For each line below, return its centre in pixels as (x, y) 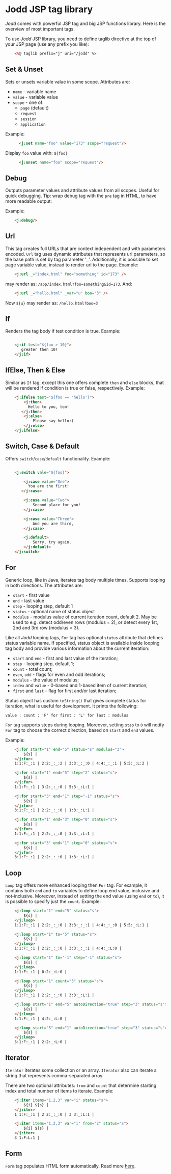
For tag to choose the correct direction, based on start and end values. (80, 730)
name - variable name (34, 91)
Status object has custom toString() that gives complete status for (76, 700)
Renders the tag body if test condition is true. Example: (63, 331)
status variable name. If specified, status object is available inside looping (82, 643)
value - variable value (35, 97)
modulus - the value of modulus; (46, 680)
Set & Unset (24, 70)
